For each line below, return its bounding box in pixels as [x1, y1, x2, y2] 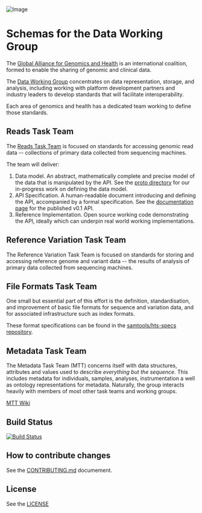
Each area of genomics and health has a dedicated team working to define [6, 102, 192, 109]
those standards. [6, 109, 48, 116]
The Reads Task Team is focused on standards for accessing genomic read [6, 142, 194, 149]
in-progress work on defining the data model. [14, 185, 128, 192]
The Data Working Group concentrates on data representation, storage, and [6, 77, 195, 85]
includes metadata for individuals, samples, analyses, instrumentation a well [6, 375, 195, 382]
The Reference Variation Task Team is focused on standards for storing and [6, 251, 194, 258]
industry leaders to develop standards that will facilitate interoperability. [6, 91, 184, 98]
